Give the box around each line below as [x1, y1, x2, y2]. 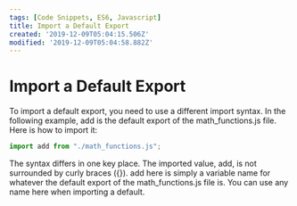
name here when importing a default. [9, 186, 145, 197]
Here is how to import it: [9, 125, 98, 136]
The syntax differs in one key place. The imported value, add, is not [9, 158, 257, 169]
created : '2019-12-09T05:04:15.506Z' [9, 29, 150, 38]
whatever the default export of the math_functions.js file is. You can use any [9, 177, 289, 188]
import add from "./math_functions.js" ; [9, 142, 162, 152]
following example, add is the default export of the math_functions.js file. [9, 115, 276, 126]
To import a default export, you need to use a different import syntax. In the [9, 106, 286, 117]
